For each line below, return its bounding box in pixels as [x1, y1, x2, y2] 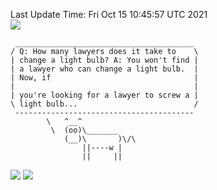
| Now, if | [10, 73, 199, 83]
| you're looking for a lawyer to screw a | [10, 90, 199, 100]
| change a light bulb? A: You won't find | [10, 55, 199, 65]
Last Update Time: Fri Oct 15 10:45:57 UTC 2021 [10, 9, 208, 20]
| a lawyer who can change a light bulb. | [10, 64, 199, 74]
